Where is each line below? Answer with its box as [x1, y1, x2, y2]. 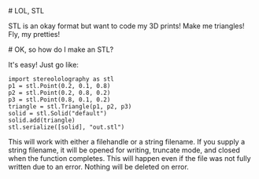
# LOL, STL [8, 6, 45, 15]
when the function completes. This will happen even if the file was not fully [8, 154, 251, 163]
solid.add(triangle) [8, 116, 76, 124]
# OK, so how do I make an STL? [8, 45, 114, 54]
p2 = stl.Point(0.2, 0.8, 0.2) [8, 89, 111, 97]
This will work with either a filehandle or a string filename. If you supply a [8, 137, 246, 146]
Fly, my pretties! [8, 30, 61, 38]
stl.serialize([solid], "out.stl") [8, 123, 125, 131]
